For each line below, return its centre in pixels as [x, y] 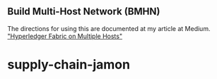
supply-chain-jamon [69, 65]
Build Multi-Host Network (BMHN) [84, 12]
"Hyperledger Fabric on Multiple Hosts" [65, 36]
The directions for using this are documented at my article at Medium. [109, 28]
